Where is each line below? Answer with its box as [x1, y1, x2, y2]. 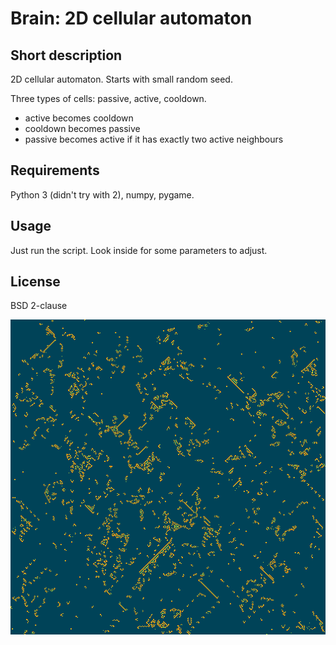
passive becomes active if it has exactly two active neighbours [24, 133, 284, 145]
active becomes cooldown [24, 112, 134, 124]
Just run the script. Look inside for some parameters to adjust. [10, 244, 268, 256]
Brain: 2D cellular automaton [10, 7, 253, 30]
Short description [10, 47, 123, 64]
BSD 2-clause [10, 300, 68, 312]
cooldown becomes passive [24, 123, 141, 134]
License [10, 273, 61, 291]
